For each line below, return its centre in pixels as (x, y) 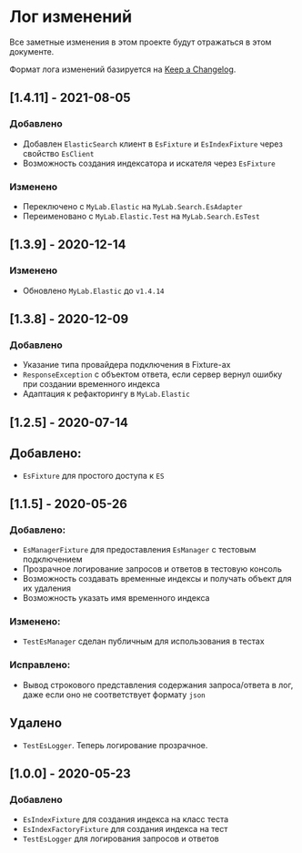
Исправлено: (40, 665)
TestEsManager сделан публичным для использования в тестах (144, 641)
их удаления (46, 588)
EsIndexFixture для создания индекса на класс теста (126, 819)
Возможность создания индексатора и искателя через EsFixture (149, 163)
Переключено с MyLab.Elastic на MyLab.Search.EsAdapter (132, 206)
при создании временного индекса (91, 384)
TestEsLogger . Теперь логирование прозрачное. (115, 745)
